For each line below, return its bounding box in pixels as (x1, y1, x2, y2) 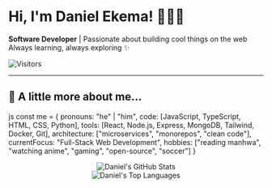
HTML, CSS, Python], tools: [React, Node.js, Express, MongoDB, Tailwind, (8, 120, 255, 130)
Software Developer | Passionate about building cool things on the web (8, 34, 248, 44)
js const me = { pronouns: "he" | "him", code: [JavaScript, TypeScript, (8, 111, 241, 121)
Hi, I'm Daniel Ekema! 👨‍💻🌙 (8, 7, 185, 26)
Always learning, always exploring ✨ (8, 42, 130, 52)
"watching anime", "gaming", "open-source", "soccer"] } (8, 146, 197, 156)
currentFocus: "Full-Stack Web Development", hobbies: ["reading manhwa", (8, 137, 261, 147)
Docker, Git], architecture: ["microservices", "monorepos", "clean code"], (8, 129, 253, 139)
